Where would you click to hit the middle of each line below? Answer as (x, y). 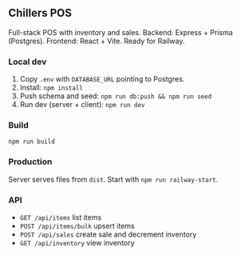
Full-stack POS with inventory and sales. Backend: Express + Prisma (120, 32)
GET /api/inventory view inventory (77, 243)
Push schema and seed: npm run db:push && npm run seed (116, 96)
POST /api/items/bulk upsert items (77, 226)
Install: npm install (51, 88)
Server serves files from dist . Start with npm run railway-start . (113, 179)
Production (30, 161)
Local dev (28, 62)
